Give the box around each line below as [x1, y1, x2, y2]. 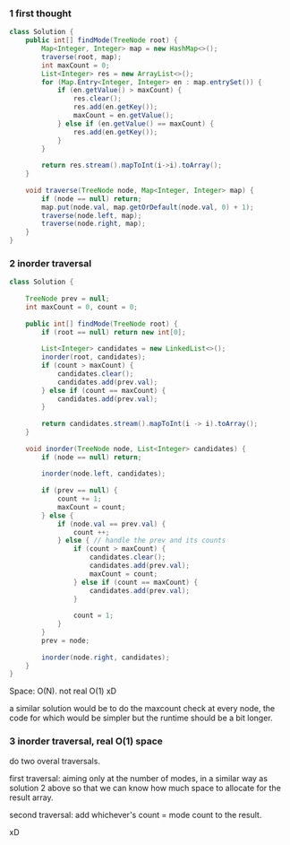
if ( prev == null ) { [41, 486, 118, 495]
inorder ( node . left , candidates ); [41, 469, 166, 478]
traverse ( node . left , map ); [41, 211, 142, 220]
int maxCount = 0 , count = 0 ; [25, 302, 139, 311]
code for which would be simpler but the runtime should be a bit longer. [9, 712, 273, 724]
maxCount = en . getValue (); [72, 111, 175, 120]
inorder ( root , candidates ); [41, 353, 146, 362]
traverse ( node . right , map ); [41, 219, 146, 229]
